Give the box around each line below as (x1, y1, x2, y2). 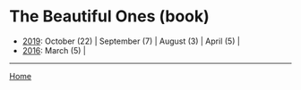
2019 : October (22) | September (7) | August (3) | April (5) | (21, 36, 240, 46)
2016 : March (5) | (21, 45, 87, 55)
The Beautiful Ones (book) (9, 6, 211, 27)
